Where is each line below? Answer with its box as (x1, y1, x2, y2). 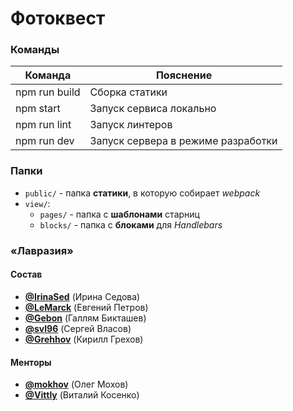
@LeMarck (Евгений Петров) (24, 301, 149, 313)
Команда (24, 68, 72, 82)
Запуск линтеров (89, 118, 173, 132)
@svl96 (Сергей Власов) (24, 322, 132, 334)
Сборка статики (89, 85, 168, 99)
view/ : (24, 197, 51, 209)
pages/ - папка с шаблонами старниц (39, 208, 200, 220)
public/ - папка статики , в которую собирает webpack (24, 187, 261, 199)
